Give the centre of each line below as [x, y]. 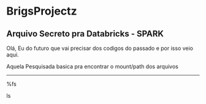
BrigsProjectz [42, 11]
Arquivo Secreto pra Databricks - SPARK [85, 34]
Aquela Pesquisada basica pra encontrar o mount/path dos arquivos [93, 66]
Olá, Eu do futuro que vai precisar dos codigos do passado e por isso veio [100, 48]
